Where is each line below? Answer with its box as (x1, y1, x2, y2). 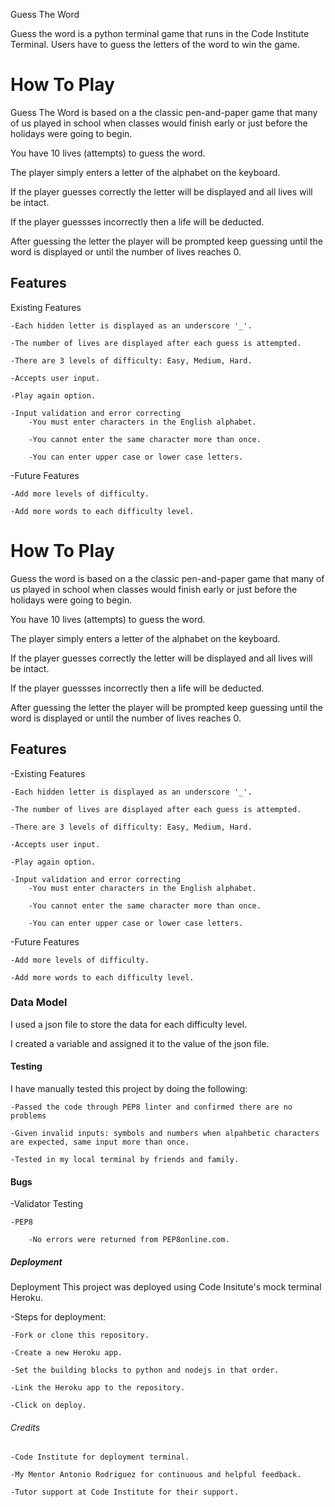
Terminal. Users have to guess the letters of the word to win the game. (10, 39, 301, 50)
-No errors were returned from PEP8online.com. (28, 1235, 230, 1245)
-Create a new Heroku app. (10, 1348, 123, 1358)
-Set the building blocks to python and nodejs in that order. (10, 1365, 280, 1376)
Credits (10, 1421, 41, 1433)
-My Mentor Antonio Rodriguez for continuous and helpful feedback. (10, 1470, 302, 1480)
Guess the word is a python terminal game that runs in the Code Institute (10, 28, 310, 39)
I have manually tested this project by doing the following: (10, 1083, 248, 1094)
